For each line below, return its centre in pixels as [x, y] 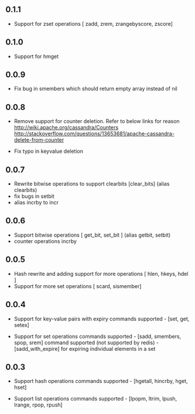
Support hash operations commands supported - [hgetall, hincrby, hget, [101, 381]
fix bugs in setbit [34, 196]
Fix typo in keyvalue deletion [48, 151]
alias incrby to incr [36, 203]
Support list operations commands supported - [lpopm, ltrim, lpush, [95, 399]
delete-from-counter [39, 140]
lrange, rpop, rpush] [38, 405]
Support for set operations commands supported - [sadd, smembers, [97, 336]
